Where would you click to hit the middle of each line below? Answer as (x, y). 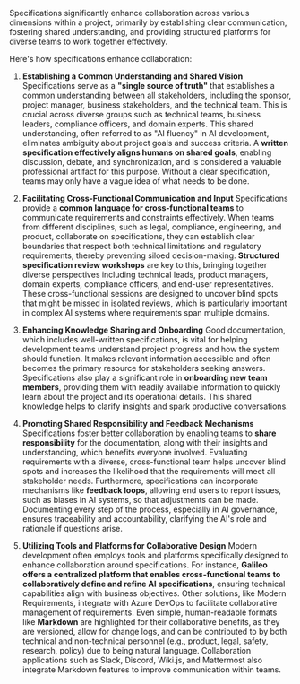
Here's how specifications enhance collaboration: (101, 59)
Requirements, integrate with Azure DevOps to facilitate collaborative (150, 603)
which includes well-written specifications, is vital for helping (135, 339)
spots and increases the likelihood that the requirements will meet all (149, 471)
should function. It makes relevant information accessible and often (146, 359)
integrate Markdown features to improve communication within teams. (152, 670)
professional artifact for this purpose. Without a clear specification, (146, 171)
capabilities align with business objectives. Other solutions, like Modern (154, 593)
